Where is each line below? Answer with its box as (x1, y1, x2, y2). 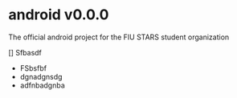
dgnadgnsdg (19, 71, 63, 81)
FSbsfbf (19, 63, 47, 73)
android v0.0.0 (8, 6, 109, 24)
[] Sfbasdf (8, 47, 43, 57)
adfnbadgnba (19, 80, 66, 90)
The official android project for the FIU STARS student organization (8, 32, 230, 42)
